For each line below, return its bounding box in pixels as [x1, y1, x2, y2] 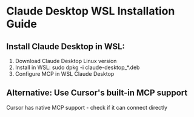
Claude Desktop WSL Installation [6, 4, 175, 18]
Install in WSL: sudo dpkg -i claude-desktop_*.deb [15, 64, 140, 71]
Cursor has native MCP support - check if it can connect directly [6, 104, 168, 111]
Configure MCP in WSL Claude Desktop [15, 70, 115, 77]
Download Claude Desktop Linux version [15, 58, 117, 64]
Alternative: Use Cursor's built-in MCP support [6, 88, 188, 98]
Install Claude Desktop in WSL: [6, 41, 125, 52]
